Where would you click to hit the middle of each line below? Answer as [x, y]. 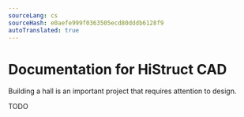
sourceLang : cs [33, 15]
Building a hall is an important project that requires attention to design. [122, 91]
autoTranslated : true [44, 30]
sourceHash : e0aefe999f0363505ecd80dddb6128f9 [86, 23]
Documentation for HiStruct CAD [118, 69]
